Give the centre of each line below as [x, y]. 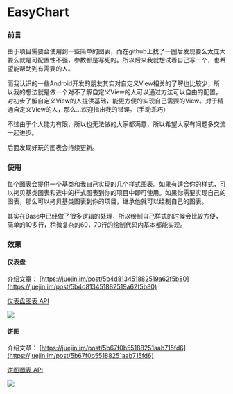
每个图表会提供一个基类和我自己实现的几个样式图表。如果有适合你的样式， [113, 184]
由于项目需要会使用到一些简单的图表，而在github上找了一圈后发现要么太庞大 [116, 51]
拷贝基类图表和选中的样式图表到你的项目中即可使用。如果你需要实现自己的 [119, 192]
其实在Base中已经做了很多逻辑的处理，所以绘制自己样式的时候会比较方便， [114, 216]
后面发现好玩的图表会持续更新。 [53, 148]
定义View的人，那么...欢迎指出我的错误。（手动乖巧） [94, 110]
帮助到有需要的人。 [46, 69]
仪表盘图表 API [28, 301]
